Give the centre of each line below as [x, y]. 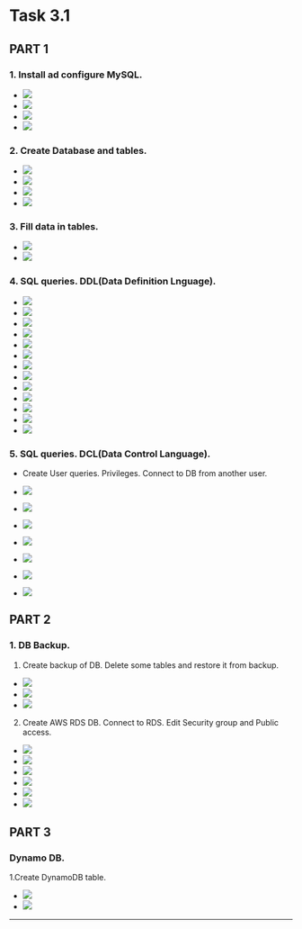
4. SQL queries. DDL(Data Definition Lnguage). [113, 282]
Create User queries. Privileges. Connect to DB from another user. [145, 474]
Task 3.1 [40, 16]
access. [37, 732]
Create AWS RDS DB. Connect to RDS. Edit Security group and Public [151, 722]
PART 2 [30, 620]
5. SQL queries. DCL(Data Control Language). [110, 454]
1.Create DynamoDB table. [58, 878]
